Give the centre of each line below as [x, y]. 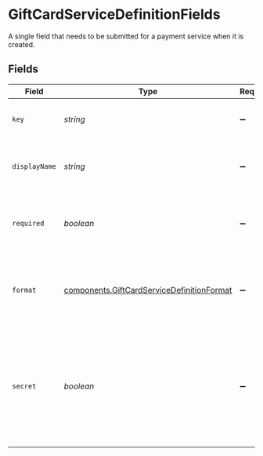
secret [24, 386]
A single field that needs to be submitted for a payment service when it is [126, 36]
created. [22, 44]
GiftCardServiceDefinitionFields [114, 15]
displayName [34, 166]
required [28, 223]
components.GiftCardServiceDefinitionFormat [148, 290]
